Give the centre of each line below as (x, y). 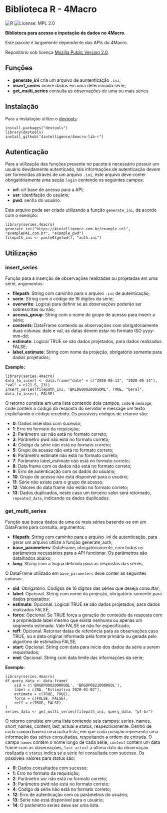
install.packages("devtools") (37, 128)
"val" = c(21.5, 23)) (28, 385)
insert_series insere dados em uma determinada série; (69, 85)
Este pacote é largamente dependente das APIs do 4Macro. (67, 42)
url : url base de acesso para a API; (48, 190)
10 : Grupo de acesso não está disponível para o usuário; (70, 477)
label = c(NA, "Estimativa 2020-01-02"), (58, 690)
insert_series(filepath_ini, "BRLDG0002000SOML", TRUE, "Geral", (74, 390)
